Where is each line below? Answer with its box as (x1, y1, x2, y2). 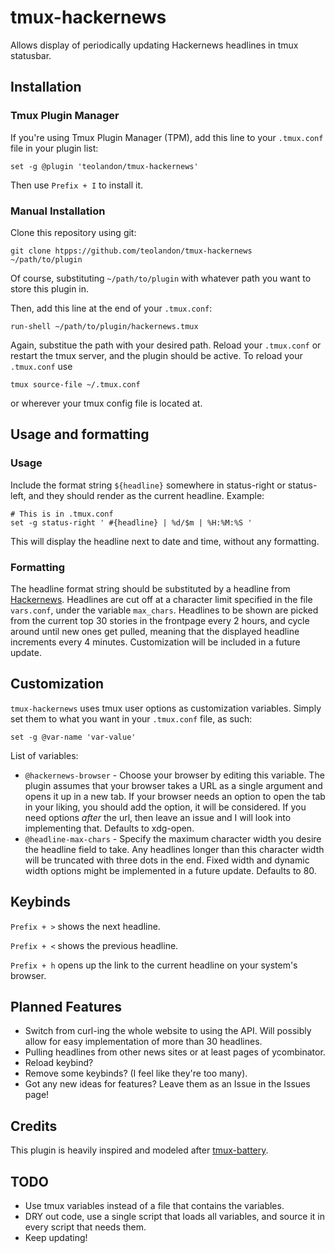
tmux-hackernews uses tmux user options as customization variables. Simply (10, 702, 322, 714)
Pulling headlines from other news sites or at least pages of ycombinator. (24, 1046, 326, 1058)
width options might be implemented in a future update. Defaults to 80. (24, 864, 317, 876)
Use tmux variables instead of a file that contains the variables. (24, 1199, 285, 1211)
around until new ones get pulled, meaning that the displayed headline (10, 625, 300, 637)
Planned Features (10, 998, 123, 1015)
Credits (10, 1117, 58, 1135)
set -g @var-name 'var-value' (10, 732, 137, 742)
